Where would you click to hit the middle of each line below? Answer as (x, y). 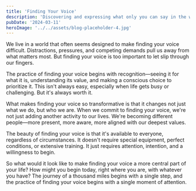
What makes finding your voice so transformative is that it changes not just (96, 104)
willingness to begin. (31, 153)
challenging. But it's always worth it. (50, 93)
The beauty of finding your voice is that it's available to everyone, (85, 134)
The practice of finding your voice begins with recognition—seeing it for (92, 74)
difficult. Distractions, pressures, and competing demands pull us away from (98, 51)
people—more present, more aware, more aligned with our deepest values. (96, 122)
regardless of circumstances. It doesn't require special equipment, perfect (95, 140)
